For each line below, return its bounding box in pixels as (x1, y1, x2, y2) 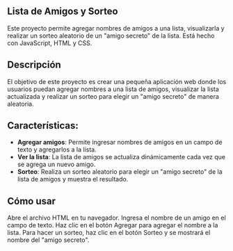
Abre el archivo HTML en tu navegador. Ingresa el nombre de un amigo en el (7, 213, 226, 222)
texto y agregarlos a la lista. (17, 145, 97, 154)
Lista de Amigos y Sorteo (7, 6, 118, 17)
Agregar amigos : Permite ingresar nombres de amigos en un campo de (17, 138, 223, 147)
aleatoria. (7, 99, 34, 108)
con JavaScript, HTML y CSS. (7, 38, 93, 47)
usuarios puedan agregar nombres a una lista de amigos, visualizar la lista (7, 85, 219, 93)
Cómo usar (7, 195, 56, 207)
